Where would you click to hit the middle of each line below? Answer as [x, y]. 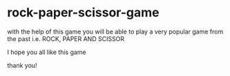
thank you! [22, 65]
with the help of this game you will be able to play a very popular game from [115, 31]
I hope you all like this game [47, 52]
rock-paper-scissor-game [84, 13]
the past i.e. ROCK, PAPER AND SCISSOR [66, 38]
